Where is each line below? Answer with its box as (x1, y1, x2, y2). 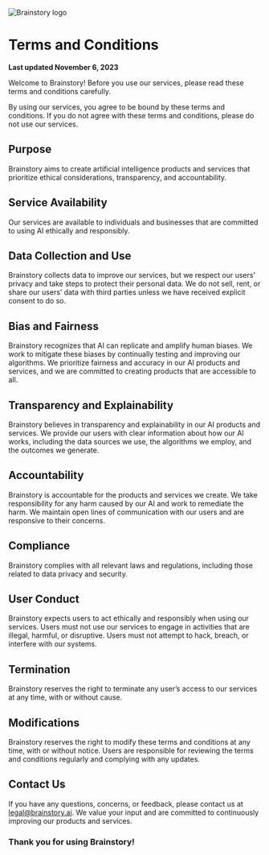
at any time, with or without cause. (8, 692, 123, 702)
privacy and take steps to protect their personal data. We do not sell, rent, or (8, 279, 261, 289)
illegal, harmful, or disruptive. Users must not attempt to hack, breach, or (8, 630, 249, 640)
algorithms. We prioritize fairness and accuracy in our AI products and (8, 358, 241, 368)
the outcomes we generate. (8, 445, 100, 455)
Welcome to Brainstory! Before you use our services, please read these (8, 77, 244, 88)
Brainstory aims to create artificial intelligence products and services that (8, 163, 251, 173)
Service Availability (8, 196, 108, 209)
